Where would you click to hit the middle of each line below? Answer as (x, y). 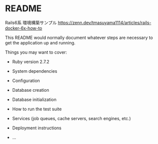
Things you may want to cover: (36, 52)
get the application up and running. (40, 42)
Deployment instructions (37, 128)
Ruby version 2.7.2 (31, 62)
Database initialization (34, 99)
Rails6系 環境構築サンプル (31, 22)
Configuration (26, 81)
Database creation (31, 90)
